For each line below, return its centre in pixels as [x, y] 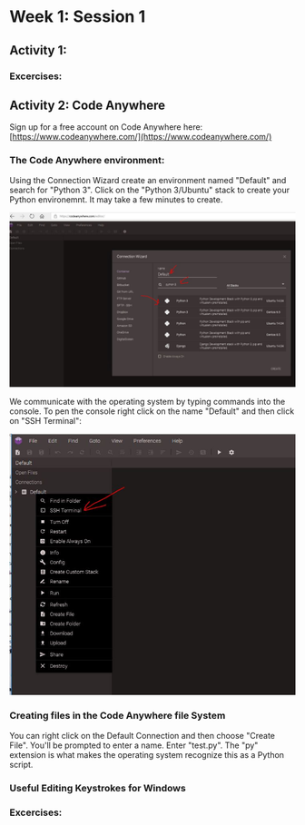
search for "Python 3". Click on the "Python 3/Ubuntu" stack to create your [150, 190]
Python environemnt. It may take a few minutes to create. [116, 199]
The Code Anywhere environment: [87, 161]
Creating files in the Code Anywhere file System [118, 716]
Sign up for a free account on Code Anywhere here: [106, 127]
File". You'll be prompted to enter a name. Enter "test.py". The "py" [134, 745]
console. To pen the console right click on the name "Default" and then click [152, 411]
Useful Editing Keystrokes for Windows [98, 788]
